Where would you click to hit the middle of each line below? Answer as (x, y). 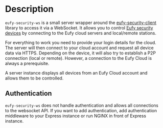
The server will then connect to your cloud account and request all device (80, 48)
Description (29, 9)
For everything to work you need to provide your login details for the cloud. (81, 42)
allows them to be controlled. (34, 78)
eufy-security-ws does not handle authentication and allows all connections (82, 105)
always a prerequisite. (27, 63)
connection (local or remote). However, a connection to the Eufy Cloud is (79, 58)
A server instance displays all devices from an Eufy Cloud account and (76, 73)
